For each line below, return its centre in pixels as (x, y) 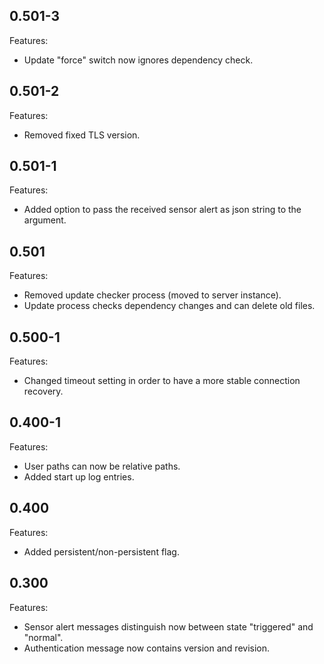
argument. (45, 220)
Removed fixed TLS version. (82, 135)
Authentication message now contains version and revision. (147, 648)
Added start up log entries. (79, 476)
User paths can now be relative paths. (102, 466)
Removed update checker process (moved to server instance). (152, 295)
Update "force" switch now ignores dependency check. (138, 60)
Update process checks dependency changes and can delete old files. (169, 306)
